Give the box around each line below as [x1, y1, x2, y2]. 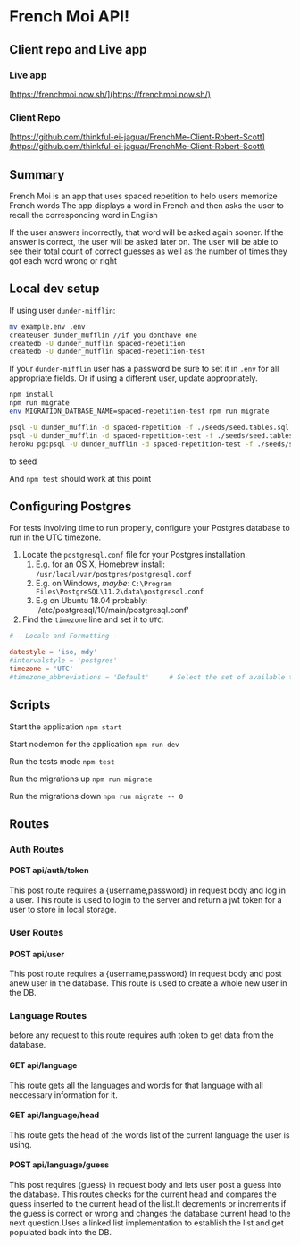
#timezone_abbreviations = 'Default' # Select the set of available [9, 672, 286, 681]
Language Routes [9, 1010, 87, 1023]
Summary [9, 167, 65, 182]
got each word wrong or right [9, 255, 118, 265]
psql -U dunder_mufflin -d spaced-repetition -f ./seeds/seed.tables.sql [9, 423, 290, 432]
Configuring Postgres [9, 499, 132, 514]
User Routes [9, 926, 64, 939]
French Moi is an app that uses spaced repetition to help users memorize [9, 190, 279, 201]
